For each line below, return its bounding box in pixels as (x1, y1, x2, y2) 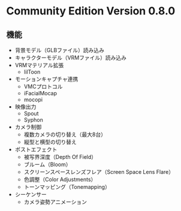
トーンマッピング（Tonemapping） (23, 183, 111, 190)
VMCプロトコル (23, 83, 63, 90)
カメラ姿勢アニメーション (23, 198, 88, 205)
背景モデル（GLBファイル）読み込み (14, 47, 105, 53)
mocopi (23, 96, 43, 103)
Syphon (23, 116, 43, 123)
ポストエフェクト (14, 146, 58, 153)
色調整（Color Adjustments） (23, 176, 96, 183)
